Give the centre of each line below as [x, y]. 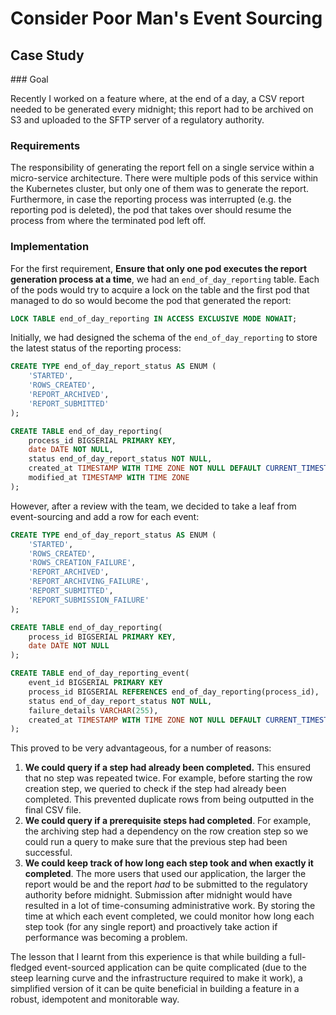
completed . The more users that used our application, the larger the [165, 874]
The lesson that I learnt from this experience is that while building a [148, 957]
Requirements [45, 145]
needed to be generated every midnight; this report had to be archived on [162, 109]
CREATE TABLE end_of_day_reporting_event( [100, 673]
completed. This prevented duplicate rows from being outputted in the [169, 799]
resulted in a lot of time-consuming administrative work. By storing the [170, 906]
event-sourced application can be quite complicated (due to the [175, 968]
